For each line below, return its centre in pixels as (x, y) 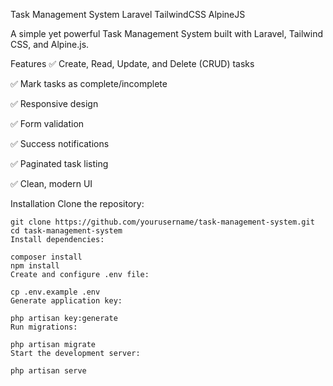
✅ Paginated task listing (59, 163)
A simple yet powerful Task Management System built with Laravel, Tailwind (167, 33)
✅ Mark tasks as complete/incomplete (89, 83)
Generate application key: (66, 301)
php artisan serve (48, 371)
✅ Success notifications (60, 143)
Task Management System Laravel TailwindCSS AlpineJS (128, 14)
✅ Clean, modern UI (51, 183)
